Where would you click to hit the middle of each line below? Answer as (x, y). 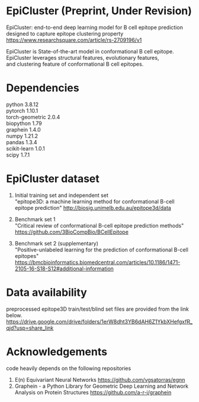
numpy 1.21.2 (22, 136)
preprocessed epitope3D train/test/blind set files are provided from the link (98, 309)
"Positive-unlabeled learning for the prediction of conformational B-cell (101, 250)
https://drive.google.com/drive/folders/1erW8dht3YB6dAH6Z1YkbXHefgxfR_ (99, 321)
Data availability (46, 292)
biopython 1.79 (24, 123)
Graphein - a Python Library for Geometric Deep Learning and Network (101, 386)
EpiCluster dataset (53, 179)
